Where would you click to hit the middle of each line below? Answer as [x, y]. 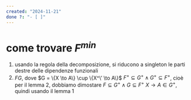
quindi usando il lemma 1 [44, 91]
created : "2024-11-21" [34, 11]
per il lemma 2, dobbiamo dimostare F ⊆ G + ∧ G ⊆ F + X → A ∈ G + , [96, 84]
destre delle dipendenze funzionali [56, 70]
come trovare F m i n [51, 47]
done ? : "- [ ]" [26, 17]
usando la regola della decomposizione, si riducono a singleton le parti [100, 64]
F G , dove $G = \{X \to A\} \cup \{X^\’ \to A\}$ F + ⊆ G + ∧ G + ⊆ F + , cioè [99, 77]
